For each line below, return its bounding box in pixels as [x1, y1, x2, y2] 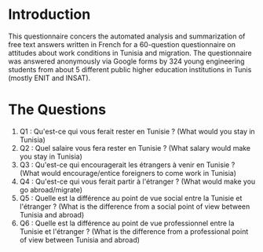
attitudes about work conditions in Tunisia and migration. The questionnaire [8, 48, 253, 57]
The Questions [8, 100, 107, 119]
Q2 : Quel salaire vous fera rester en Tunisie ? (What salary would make [19, 143, 251, 152]
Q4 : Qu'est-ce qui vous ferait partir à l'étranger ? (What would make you [19, 177, 256, 186]
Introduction [8, 5, 91, 24]
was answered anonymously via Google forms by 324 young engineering [8, 57, 245, 66]
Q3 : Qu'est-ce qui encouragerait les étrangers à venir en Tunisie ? [19, 159, 236, 170]
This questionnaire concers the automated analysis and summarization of [8, 31, 246, 41]
